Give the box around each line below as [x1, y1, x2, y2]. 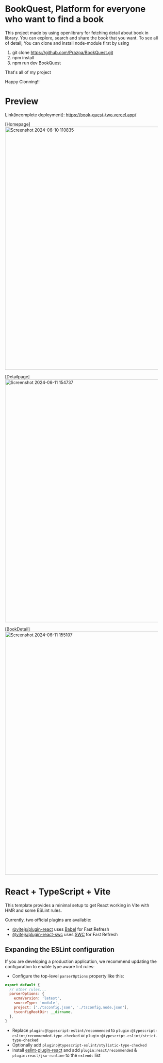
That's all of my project [5, 69, 51, 75]
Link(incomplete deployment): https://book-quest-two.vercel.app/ [5, 112, 137, 118]
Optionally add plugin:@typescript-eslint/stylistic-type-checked [12, 1042, 147, 1048]
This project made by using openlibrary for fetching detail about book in [5, 30, 149, 35]
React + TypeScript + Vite [5, 886, 111, 897]
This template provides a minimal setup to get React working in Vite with [5, 902, 149, 908]
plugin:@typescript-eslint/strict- [86, 1033, 158, 1038]
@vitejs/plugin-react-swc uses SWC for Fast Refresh [12, 931, 118, 937]
